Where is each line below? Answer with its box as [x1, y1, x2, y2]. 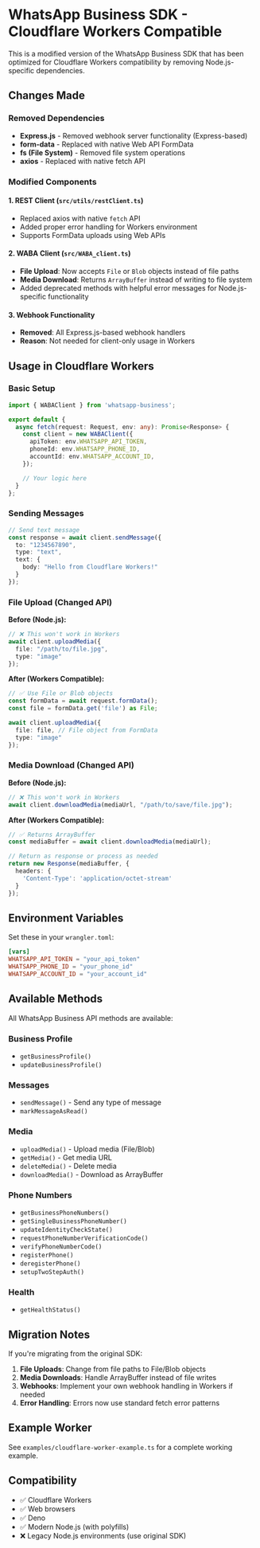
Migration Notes [8, 1327, 90, 1341]
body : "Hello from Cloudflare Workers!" [22, 563, 158, 571]
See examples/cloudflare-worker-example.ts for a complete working [8, 1442, 233, 1452]
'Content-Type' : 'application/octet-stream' [22, 874, 173, 882]
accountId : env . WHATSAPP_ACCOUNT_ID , [29, 452, 155, 461]
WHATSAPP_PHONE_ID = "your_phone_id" [8, 963, 134, 971]
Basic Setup [8, 383, 56, 394]
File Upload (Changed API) [8, 596, 113, 608]
